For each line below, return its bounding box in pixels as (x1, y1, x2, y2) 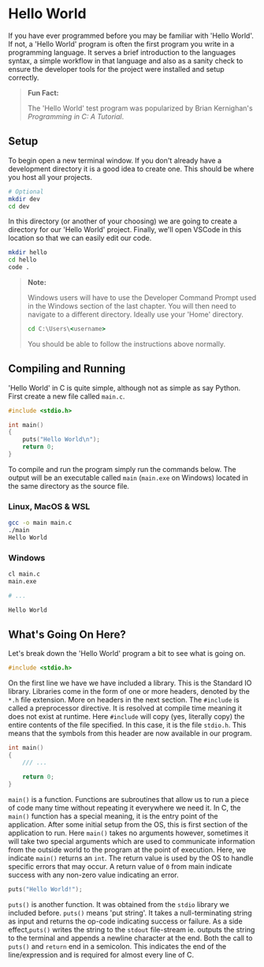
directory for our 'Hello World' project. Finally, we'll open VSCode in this (8, 225, 242, 234)
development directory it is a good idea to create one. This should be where (8, 163, 255, 174)
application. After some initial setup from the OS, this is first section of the (8, 819, 248, 829)
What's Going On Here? (8, 628, 126, 642)
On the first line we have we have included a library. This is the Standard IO (8, 678, 252, 688)
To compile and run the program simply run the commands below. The (8, 464, 236, 474)
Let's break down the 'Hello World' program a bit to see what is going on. (8, 649, 246, 658)
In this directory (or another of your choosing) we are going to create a (8, 216, 238, 226)
